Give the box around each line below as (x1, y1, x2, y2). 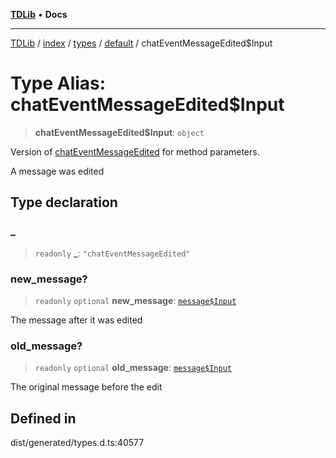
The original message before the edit (10, 381, 163, 393)
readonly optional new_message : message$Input (34, 294, 237, 306)
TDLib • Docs (10, 9, 68, 20)
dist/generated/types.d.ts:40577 (10, 437, 145, 449)
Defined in (10, 410, 77, 427)
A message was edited (10, 165, 105, 177)
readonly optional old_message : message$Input (34, 362, 233, 374)
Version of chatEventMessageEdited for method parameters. (10, 145, 260, 158)
